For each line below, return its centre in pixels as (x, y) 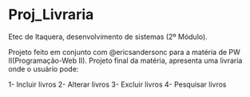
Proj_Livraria (51, 15)
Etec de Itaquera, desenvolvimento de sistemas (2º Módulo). (108, 37)
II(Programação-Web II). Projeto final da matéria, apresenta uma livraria (125, 60)
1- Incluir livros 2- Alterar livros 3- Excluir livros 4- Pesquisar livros (117, 84)
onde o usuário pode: (44, 68)
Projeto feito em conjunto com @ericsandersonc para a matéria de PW (125, 52)
